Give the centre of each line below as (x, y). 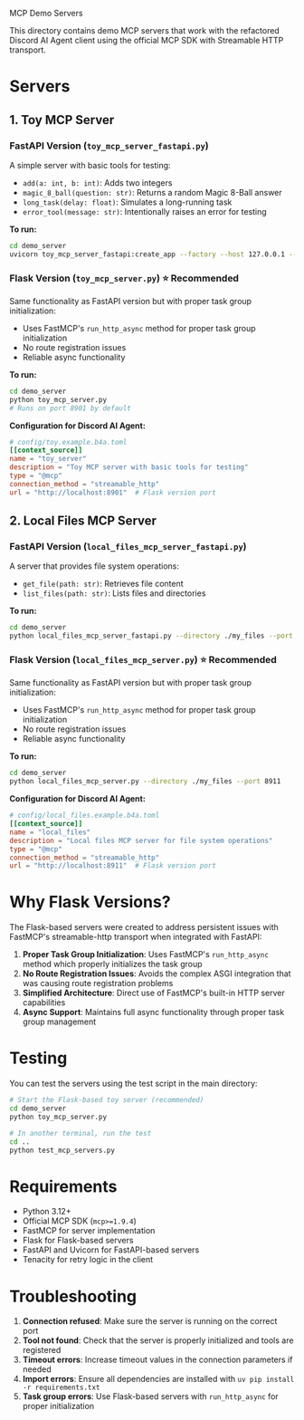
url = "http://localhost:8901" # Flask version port (113, 493)
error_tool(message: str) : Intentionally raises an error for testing (144, 211)
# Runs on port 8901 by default (70, 408)
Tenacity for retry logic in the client (88, 1260)
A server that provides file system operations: (94, 566)
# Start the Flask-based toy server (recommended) (107, 1100)
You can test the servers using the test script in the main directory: (133, 1084)
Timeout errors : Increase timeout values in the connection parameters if (157, 1360)
